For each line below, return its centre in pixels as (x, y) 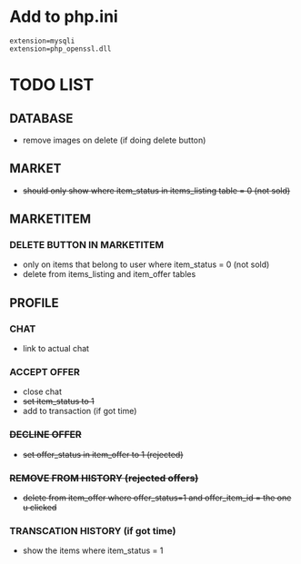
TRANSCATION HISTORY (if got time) (93, 530)
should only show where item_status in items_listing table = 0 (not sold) (156, 190)
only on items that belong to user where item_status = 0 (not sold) (146, 264)
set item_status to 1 (59, 401)
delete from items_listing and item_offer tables (109, 274)
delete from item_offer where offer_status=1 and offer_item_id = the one (157, 498)
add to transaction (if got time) (80, 411)
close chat (42, 391)
